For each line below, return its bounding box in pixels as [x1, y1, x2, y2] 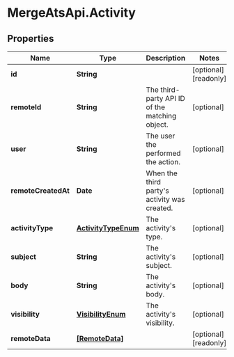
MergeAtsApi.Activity [7, 5, 136, 21]
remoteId [10, 102, 42, 112]
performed [146, 148, 181, 158]
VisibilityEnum [76, 310, 126, 319]
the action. [146, 157, 181, 166]
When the [146, 168, 178, 178]
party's [146, 186, 169, 196]
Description [146, 54, 186, 63]
